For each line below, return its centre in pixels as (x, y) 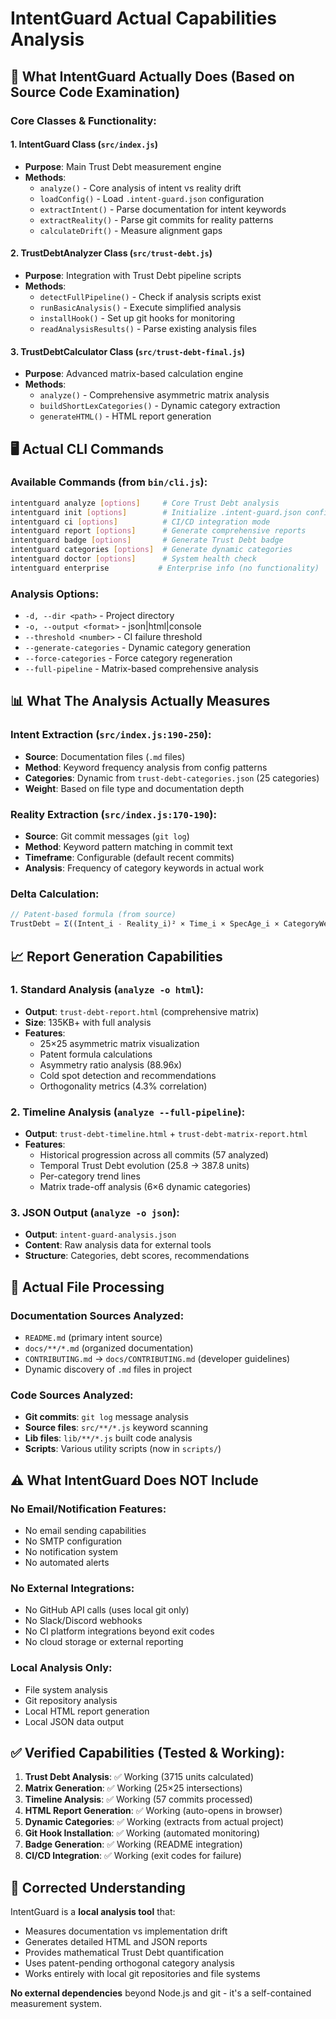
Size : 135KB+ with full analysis (88, 1022)
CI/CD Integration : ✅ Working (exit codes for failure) (133, 1856)
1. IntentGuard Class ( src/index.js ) (84, 144)
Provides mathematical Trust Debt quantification (124, 1953)
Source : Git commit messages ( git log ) (107, 836)
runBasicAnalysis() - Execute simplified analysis (140, 307)
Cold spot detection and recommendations (128, 1075)
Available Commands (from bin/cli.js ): (109, 482)
